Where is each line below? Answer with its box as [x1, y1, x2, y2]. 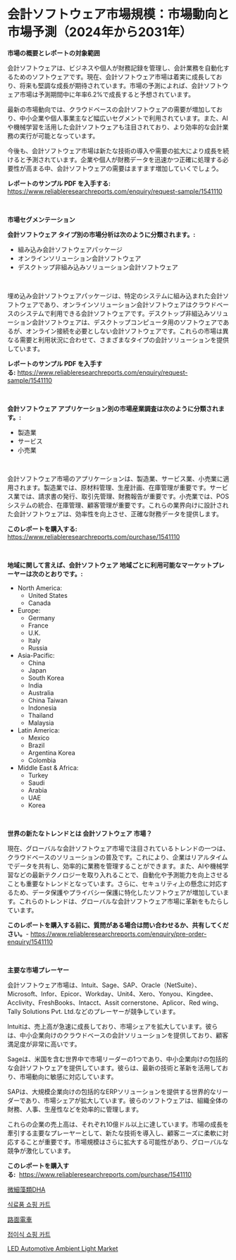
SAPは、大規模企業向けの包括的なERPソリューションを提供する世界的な [7, 1087, 216, 1096]
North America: [17, 583, 62, 592]
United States [27, 591, 68, 599]
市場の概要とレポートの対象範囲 [7, 49, 100, 57]
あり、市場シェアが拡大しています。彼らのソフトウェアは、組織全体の [25, 1096, 228, 1104]
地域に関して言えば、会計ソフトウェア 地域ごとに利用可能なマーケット [7, 561, 213, 569]
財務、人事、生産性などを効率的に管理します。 [7, 1105, 143, 1113]
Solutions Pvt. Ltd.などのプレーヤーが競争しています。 [22, 1007, 180, 1015]
